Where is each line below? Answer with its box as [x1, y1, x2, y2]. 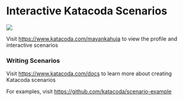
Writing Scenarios [6, 56, 60, 65]
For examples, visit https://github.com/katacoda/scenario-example [6, 88, 172, 95]
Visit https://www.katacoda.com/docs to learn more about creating [6, 70, 172, 77]
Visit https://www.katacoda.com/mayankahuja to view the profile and [6, 35, 178, 42]
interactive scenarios [6, 41, 58, 48]
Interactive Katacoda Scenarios [6, 4, 167, 18]
